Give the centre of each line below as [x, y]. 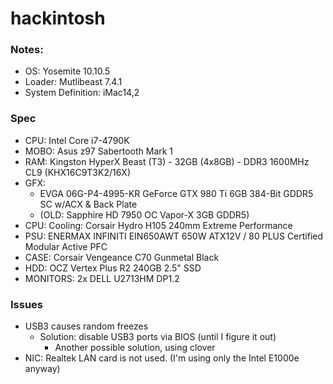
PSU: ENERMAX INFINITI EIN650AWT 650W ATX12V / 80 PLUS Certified [174, 236]
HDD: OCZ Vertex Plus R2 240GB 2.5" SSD [113, 268]
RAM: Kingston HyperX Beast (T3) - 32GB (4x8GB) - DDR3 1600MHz [167, 161]
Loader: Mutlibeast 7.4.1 [73, 82]
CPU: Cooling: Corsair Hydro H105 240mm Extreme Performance [158, 225]
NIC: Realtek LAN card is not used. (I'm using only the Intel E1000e [162, 358]
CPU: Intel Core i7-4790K [77, 140]
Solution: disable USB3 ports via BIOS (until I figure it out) [158, 337]
